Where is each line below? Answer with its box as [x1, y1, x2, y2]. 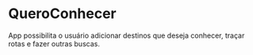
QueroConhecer [8, 5, 117, 23]
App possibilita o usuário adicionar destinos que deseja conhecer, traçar [8, 31, 245, 40]
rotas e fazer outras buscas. [8, 38, 101, 48]
